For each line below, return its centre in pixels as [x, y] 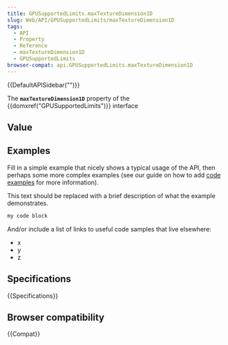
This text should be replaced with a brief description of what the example [111, 195]
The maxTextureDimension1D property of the [68, 98]
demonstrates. [28, 203]
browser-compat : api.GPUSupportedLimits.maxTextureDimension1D [100, 65]
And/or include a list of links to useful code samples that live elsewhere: [110, 229]
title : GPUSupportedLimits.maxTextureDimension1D [80, 14]
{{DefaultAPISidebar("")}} [44, 85]
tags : [15, 26]
